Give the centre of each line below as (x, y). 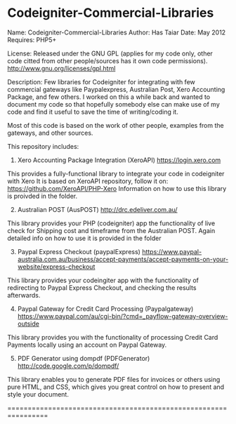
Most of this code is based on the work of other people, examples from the (116, 125)
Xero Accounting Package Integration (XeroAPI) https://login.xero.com (119, 160)
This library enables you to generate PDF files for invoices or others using (114, 379)
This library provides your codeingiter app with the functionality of (103, 280)
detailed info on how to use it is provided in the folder (84, 238)
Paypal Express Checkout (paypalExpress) (79, 251)
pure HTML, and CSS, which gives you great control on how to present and (116, 387)
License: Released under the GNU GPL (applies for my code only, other (110, 53)
